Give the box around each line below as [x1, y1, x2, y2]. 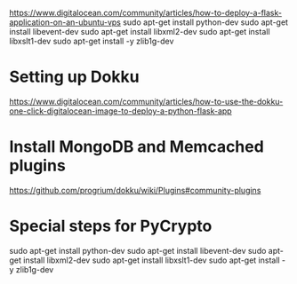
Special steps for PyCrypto [9, 217, 213, 236]
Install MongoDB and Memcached [9, 137, 264, 157]
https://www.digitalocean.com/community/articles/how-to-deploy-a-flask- [9, 8, 283, 18]
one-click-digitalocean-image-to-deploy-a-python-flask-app [9, 106, 233, 116]
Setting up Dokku [9, 67, 140, 87]
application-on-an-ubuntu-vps [9, 17, 122, 28]
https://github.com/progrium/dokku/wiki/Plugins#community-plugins [9, 185, 261, 195]
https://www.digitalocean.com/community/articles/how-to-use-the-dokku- [9, 96, 284, 106]
